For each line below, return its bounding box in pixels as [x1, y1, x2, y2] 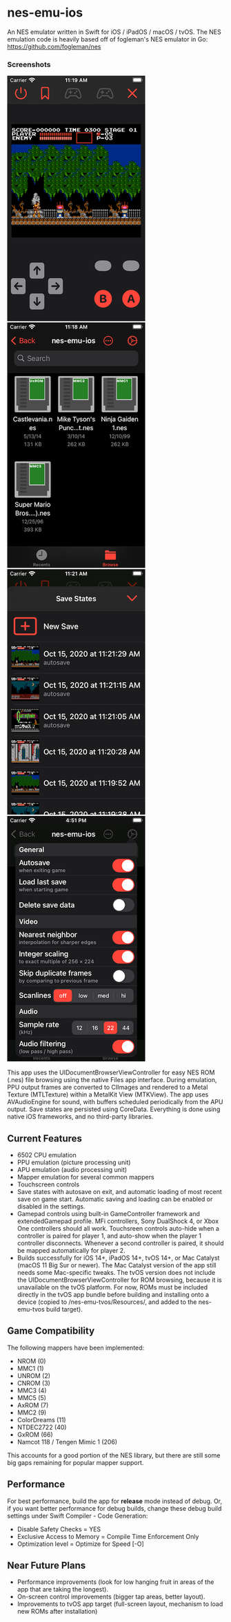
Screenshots [7, 59, 51, 69]
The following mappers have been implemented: [7, 1343, 145, 1352]
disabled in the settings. [17, 1202, 86, 1211]
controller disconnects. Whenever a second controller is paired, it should [17, 1239, 224, 1247]
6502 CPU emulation [17, 1151, 77, 1159]
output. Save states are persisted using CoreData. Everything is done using [7, 1105, 221, 1114]
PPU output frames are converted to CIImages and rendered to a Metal [7, 1083, 208, 1092]
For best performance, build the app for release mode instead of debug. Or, [7, 1497, 223, 1505]
